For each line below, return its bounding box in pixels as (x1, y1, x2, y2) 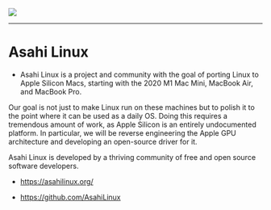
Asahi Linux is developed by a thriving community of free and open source (8, 152, 256, 162)
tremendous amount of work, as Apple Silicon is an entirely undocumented (8, 120, 256, 129)
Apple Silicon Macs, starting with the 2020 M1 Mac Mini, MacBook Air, (19, 78, 254, 88)
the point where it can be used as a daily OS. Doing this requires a (8, 111, 228, 120)
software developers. (8, 161, 79, 170)
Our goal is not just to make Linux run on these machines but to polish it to (8, 102, 256, 112)
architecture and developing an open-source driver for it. (8, 136, 198, 146)
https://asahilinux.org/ (19, 176, 94, 186)
